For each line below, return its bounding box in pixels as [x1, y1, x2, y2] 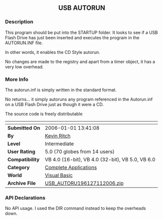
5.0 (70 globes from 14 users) [45, 148, 115, 155]
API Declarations [5, 194, 46, 201]
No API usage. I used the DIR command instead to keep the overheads [5, 205, 146, 211]
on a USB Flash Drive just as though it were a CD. [5, 102, 104, 107]
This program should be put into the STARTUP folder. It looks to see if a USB [5, 29, 158, 35]
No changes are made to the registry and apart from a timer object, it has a [5, 58, 155, 65]
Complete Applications [45, 164, 97, 170]
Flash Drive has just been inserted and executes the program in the [5, 34, 140, 40]
